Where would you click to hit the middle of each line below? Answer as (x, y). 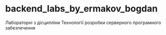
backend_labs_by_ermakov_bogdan (81, 9)
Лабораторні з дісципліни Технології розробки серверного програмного (83, 22)
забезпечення (20, 27)
